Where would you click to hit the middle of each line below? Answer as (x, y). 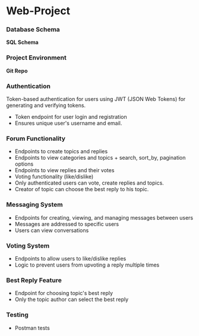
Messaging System (35, 205)
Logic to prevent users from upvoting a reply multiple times (87, 265)
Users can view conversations (52, 230)
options (24, 164)
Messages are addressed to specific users (67, 224)
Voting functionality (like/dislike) (54, 177)
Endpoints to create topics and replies (61, 151)
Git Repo (17, 71)
